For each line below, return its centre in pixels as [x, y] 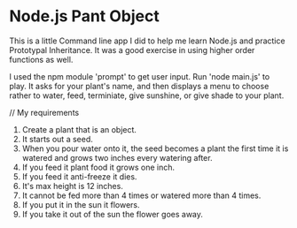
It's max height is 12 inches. [73, 186]
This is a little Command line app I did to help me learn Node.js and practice [147, 41]
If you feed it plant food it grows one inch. [98, 167]
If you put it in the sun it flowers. [81, 204]
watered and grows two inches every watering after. [117, 157]
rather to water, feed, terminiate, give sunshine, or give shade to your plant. [147, 95]
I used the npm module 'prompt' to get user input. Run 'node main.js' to [140, 76]
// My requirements [44, 112]
